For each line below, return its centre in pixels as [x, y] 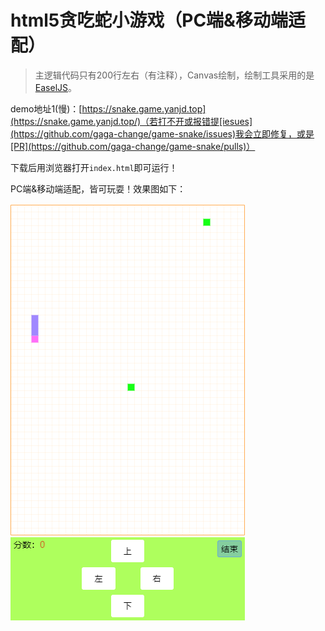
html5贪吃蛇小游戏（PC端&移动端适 [158, 20]
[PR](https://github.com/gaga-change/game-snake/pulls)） [133, 146]
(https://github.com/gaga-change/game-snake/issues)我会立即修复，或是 [162, 133]
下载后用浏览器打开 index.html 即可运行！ [94, 167]
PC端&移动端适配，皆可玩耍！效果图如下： [98, 188]
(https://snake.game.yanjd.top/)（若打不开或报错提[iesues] [131, 121]
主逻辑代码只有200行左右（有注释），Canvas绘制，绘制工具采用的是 [174, 75]
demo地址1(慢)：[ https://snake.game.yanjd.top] [108, 108]
